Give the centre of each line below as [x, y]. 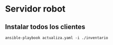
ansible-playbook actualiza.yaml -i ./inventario [57, 38]
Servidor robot [35, 9]
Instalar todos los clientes [45, 27]
